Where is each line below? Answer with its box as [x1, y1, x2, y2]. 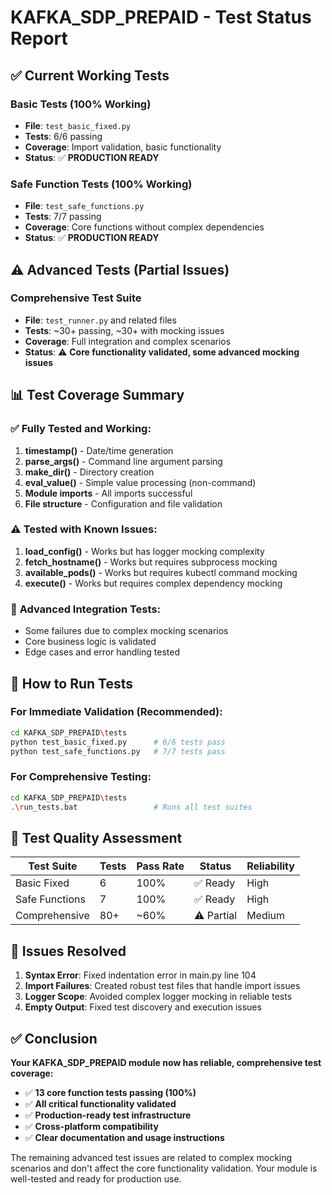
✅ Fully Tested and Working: [10, 422, 152, 436]
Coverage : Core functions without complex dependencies [24, 221, 265, 233]
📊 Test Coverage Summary [10, 387, 185, 404]
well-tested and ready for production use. [10, 1172, 182, 1185]
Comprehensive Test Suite [10, 291, 142, 305]
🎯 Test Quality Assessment [10, 829, 183, 846]
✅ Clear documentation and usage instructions [24, 1131, 225, 1143]
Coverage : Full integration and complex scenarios [24, 335, 232, 347]
